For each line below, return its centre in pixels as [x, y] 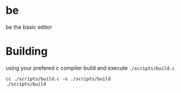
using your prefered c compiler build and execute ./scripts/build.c [90, 68]
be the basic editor [29, 27]
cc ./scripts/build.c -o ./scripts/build [58, 79]
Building [27, 51]
